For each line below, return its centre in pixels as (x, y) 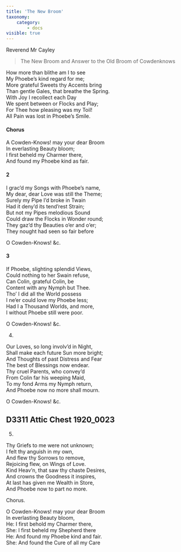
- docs (35, 28)
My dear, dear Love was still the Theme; (54, 194)
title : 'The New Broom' (35, 11)
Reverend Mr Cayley (31, 50)
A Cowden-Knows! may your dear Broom (55, 143)
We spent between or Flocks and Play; (52, 104)
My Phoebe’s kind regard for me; (45, 79)
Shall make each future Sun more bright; (55, 352)
